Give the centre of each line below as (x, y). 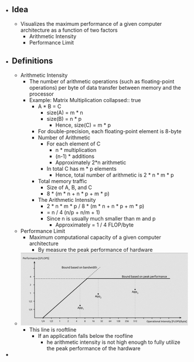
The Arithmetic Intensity (67, 199)
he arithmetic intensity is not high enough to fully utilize (113, 342)
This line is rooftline (53, 329)
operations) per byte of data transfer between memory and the (105, 87)
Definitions (32, 61)
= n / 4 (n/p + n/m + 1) (74, 212)
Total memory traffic (62, 181)
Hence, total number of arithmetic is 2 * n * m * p (115, 175)
